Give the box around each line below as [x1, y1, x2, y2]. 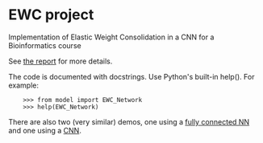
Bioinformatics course [8, 40, 82, 50]
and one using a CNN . [8, 125, 82, 135]
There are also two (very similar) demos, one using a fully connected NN [8, 116, 250, 126]
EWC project [8, 6, 94, 24]
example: [8, 80, 39, 90]
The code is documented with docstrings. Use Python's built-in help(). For [8, 71, 255, 81]
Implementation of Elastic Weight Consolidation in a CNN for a [8, 32, 215, 42]
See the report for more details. [8, 56, 113, 66]
